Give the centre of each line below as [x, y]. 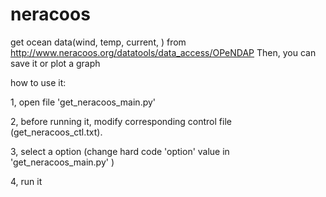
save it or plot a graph [55, 63]
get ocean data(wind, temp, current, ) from [98, 42]
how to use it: [38, 82]
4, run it [26, 181]
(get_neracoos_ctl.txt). [56, 132]
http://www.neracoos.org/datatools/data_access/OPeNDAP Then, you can [163, 52]
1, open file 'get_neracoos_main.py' [83, 102]
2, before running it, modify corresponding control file [121, 121]
